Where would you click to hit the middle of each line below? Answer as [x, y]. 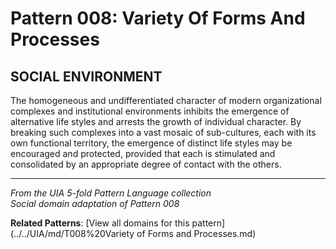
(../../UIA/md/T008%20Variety [72, 233]
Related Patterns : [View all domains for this [100, 223]
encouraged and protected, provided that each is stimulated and [143, 153]
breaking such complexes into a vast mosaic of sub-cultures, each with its [163, 132]
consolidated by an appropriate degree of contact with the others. [146, 164]
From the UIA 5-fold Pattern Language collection [111, 193]
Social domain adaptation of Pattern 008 [95, 203]
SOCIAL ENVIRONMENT [86, 76]
